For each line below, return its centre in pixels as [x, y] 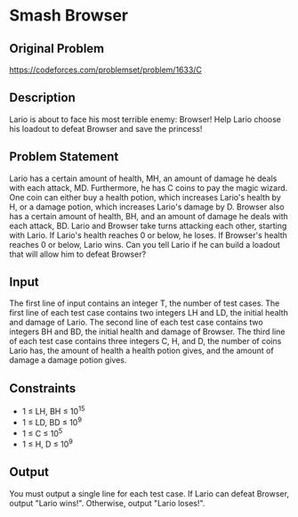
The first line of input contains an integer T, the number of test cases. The [145, 303]
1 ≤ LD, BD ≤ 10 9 [52, 422]
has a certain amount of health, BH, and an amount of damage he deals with [149, 216]
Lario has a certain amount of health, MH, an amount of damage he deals [143, 178]
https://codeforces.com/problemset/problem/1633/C [106, 70]
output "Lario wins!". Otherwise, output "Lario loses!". [107, 503]
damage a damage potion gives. [68, 360]
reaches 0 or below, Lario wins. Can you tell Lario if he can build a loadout [145, 244]
